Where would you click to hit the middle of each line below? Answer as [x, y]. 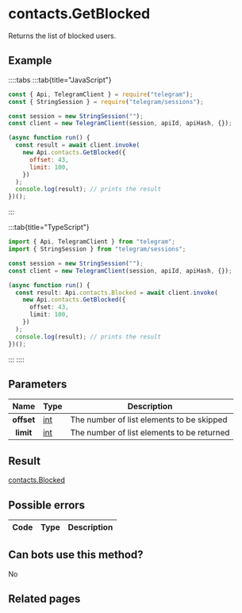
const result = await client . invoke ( [78, 145]
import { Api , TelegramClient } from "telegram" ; [92, 242]
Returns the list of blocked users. [62, 36]
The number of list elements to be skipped [149, 420]
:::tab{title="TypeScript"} [49, 228]
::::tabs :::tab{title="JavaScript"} [60, 79]
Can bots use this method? [76, 555]
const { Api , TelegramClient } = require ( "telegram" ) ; [101, 94]
